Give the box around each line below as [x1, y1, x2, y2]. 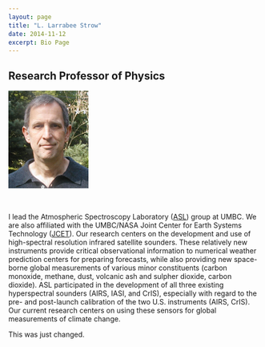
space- [233, 255, 258, 264]
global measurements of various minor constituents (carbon [29, 263, 228, 272]
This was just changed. [8, 329, 86, 340]
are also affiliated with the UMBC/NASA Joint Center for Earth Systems [8, 220, 243, 230]
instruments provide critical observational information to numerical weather [8, 246, 257, 256]
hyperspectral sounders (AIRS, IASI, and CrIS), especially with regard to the [8, 288, 258, 298]
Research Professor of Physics [8, 69, 166, 83]
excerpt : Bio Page [8, 38, 70, 46]
